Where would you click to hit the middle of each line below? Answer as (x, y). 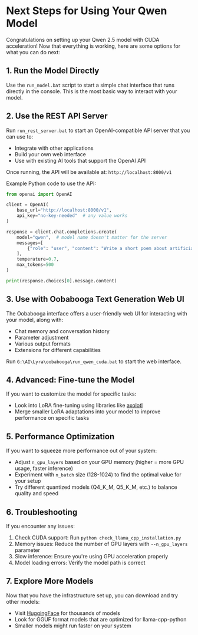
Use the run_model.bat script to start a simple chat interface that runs (90, 85)
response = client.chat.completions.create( (62, 232)
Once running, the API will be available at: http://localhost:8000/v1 (89, 172)
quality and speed (37, 493)
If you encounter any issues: (41, 527)
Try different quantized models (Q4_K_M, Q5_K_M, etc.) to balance (96, 487)
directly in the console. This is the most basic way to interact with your (92, 91)
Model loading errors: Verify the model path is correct (80, 563)
